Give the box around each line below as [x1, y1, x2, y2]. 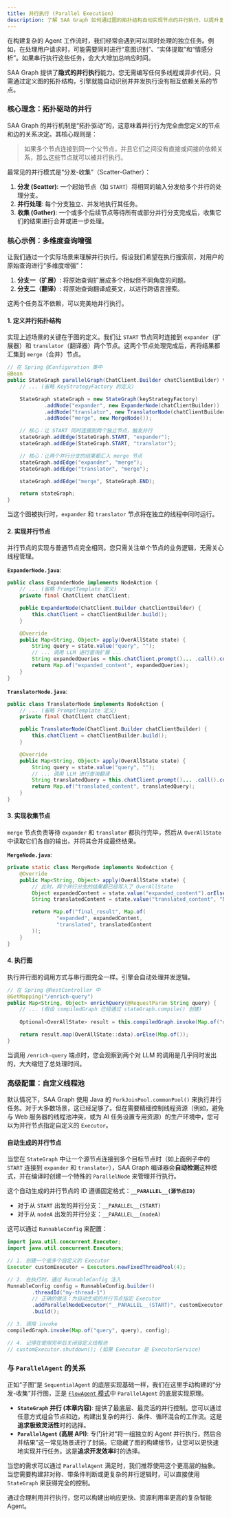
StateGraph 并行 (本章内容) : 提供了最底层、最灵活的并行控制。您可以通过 [16, 1403, 222, 1412]
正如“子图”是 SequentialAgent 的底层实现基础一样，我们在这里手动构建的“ [7, 1380, 215, 1389]
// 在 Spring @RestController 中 [7, 986, 101, 993]
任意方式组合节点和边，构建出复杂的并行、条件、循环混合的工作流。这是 [16, 1412, 222, 1421]
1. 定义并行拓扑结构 [7, 316, 62, 325]
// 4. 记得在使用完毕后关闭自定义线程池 [7, 1339, 108, 1346]
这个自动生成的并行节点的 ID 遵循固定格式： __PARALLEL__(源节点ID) [7, 1187, 196, 1195]
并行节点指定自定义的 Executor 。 [19, 1121, 112, 1130]
